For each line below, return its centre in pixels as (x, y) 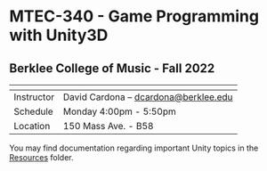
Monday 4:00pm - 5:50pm (119, 111)
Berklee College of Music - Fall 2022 (112, 68)
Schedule (33, 111)
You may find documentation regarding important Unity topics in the (134, 148)
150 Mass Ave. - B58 (108, 126)
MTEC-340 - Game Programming (134, 16)
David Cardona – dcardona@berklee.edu (148, 97)
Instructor (34, 97)
